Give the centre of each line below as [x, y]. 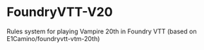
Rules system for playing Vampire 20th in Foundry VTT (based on [102, 31]
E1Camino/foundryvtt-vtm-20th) [53, 38]
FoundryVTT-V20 [60, 12]
